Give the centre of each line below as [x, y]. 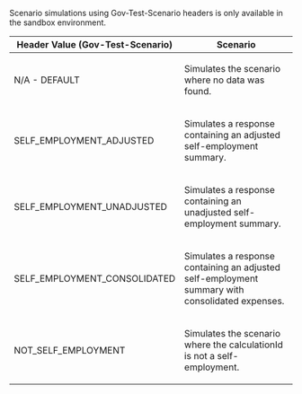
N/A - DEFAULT [47, 80]
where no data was [224, 80]
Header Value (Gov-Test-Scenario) [95, 44]
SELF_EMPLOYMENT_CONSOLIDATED [95, 279]
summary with [214, 289]
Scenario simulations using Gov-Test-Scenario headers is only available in [146, 13]
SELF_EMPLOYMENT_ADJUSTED [84, 140]
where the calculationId [233, 345]
